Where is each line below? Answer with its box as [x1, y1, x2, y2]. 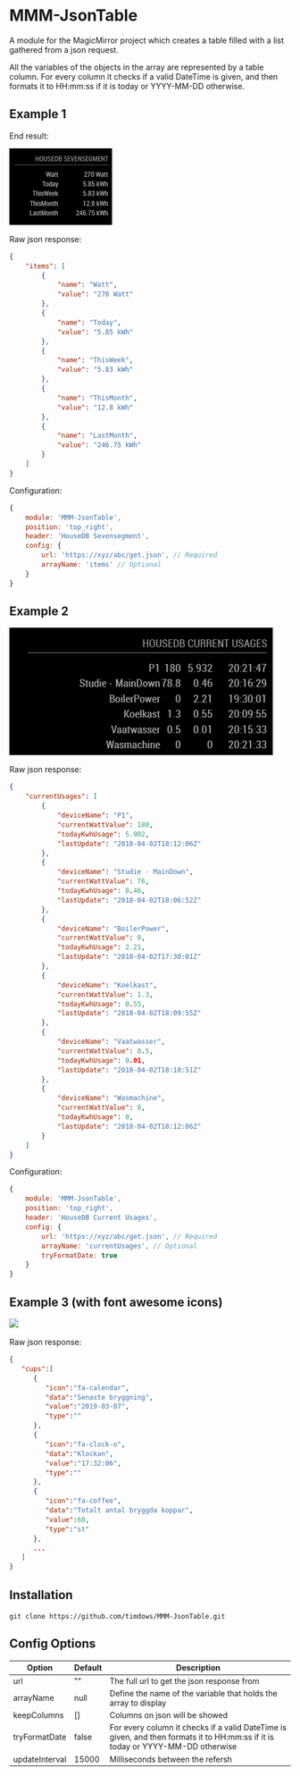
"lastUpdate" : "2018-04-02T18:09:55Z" [56, 1009, 202, 1018]
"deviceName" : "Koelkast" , [56, 981, 158, 989]
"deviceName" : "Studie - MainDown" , [56, 868, 194, 877]
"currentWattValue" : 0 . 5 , [56, 1047, 154, 1056]
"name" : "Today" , [56, 318, 122, 327]
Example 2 [9, 604, 69, 619]
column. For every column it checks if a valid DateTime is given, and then [9, 71, 279, 81]
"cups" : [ [21, 1364, 54, 1373]
